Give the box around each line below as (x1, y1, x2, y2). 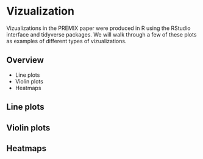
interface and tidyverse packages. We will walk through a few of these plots (6, 30, 197, 38)
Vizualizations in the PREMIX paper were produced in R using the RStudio (6, 24, 191, 32)
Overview (6, 55, 45, 65)
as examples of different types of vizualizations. (6, 37, 127, 44)
